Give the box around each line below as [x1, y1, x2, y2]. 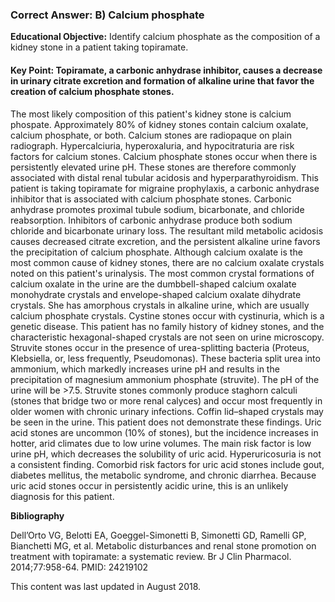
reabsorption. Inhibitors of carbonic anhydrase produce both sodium [10, 214, 293, 226]
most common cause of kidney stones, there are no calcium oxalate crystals [10, 256, 325, 268]
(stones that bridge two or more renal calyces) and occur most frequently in [10, 394, 323, 407]
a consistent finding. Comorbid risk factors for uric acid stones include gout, [10, 458, 325, 470]
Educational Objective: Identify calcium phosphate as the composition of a [10, 31, 321, 43]
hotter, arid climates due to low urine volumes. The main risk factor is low [10, 437, 312, 449]
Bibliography [10, 509, 65, 522]
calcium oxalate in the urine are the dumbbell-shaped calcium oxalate [10, 278, 297, 290]
